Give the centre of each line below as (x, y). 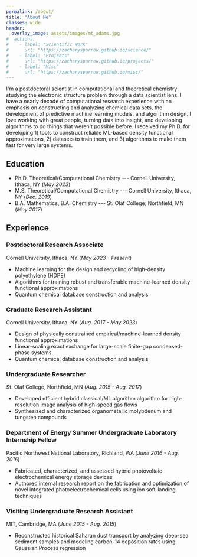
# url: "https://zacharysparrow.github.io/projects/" (80, 61)
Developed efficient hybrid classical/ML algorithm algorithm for (91, 399)
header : (16, 28)
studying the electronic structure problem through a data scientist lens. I (94, 95)
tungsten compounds (40, 418)
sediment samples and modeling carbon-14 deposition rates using (95, 542)
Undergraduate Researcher (46, 374)
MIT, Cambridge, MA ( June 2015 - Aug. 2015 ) (61, 524)
